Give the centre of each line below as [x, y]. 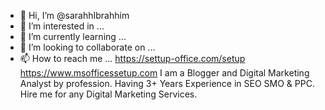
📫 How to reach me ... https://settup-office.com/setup [132, 58]
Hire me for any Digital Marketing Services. [108, 94]
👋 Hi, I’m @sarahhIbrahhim [74, 15]
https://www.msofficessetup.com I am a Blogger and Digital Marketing [164, 73]
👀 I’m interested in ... [62, 26]
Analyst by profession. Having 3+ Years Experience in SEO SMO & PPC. [167, 83]
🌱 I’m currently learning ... [73, 36]
